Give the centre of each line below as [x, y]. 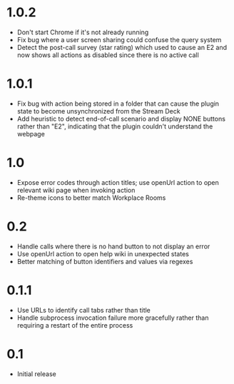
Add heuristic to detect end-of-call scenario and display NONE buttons [121, 118]
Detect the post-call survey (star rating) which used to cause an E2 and [122, 47]
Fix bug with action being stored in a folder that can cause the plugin [118, 103]
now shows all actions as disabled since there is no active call [108, 55]
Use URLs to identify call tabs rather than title [84, 310]
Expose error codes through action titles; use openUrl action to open [118, 182]
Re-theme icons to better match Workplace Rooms [91, 198]
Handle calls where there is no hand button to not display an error [113, 246]
